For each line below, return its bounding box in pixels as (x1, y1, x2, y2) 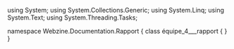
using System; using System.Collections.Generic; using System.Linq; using (7, 6, 224, 14)
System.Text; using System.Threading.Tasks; (7, 13, 138, 22)
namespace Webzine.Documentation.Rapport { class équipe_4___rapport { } (7, 27, 228, 35)
